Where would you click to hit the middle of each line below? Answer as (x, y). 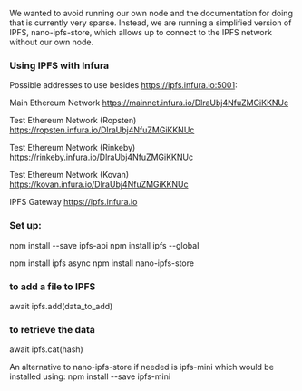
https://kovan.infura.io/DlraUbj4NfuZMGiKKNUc (99, 184)
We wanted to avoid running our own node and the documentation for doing (151, 13)
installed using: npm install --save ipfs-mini (90, 376)
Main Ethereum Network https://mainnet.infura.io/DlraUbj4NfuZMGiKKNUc (149, 103)
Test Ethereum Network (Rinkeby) (73, 148)
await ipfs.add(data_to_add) (61, 306)
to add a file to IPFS (53, 287)
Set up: (26, 226)
